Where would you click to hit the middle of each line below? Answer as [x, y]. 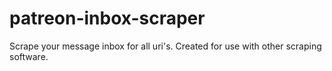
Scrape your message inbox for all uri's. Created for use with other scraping [165, 46]
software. [29, 56]
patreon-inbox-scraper [107, 18]
